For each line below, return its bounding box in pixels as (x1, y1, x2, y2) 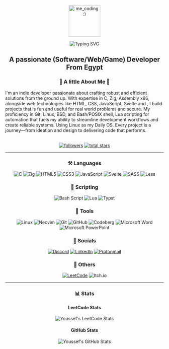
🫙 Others (73, 261, 96, 268)
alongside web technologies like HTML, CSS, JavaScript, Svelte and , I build (5, 100, 162, 106)
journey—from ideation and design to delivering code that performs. (5, 127, 147, 133)
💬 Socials (72, 237, 97, 244)
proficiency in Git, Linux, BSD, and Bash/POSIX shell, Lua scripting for (5, 111, 149, 117)
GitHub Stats (70, 327, 99, 333)
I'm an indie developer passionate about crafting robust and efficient (5, 90, 147, 96)
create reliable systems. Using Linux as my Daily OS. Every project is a (5, 122, 151, 128)
